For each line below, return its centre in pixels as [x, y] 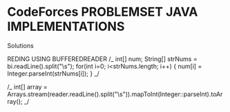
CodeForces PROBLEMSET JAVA [103, 12]
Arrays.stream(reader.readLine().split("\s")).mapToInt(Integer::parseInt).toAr [115, 94]
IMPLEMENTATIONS [66, 26]
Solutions [21, 45]
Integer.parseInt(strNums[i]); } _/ [54, 74]
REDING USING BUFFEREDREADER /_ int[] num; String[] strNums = [103, 58]
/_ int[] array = [28, 87]
